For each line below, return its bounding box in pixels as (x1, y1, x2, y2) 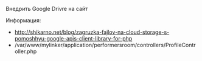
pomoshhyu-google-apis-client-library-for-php (14, 35, 133, 42)
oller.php (14, 48, 37, 55)
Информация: (5, 17, 41, 24)
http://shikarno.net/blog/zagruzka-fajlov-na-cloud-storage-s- (14, 28, 170, 36)
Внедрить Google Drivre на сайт (5, 5, 88, 12)
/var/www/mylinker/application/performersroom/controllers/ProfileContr (14, 42, 196, 48)
